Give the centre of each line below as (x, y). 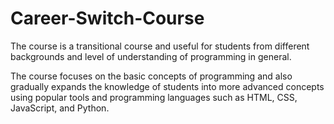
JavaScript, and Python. (60, 108)
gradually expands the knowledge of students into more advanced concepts (167, 86)
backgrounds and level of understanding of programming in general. (151, 56)
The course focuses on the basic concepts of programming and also (151, 76)
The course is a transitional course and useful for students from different (160, 46)
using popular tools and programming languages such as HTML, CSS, (154, 97)
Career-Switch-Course (107, 18)
